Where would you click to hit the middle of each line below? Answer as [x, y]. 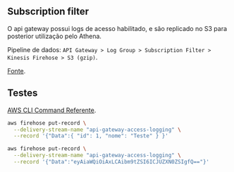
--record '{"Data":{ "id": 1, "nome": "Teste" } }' [91, 136]
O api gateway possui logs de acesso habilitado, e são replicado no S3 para [117, 28]
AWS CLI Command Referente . [52, 110]
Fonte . [17, 70]
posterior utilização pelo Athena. [55, 36]
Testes [23, 93]
